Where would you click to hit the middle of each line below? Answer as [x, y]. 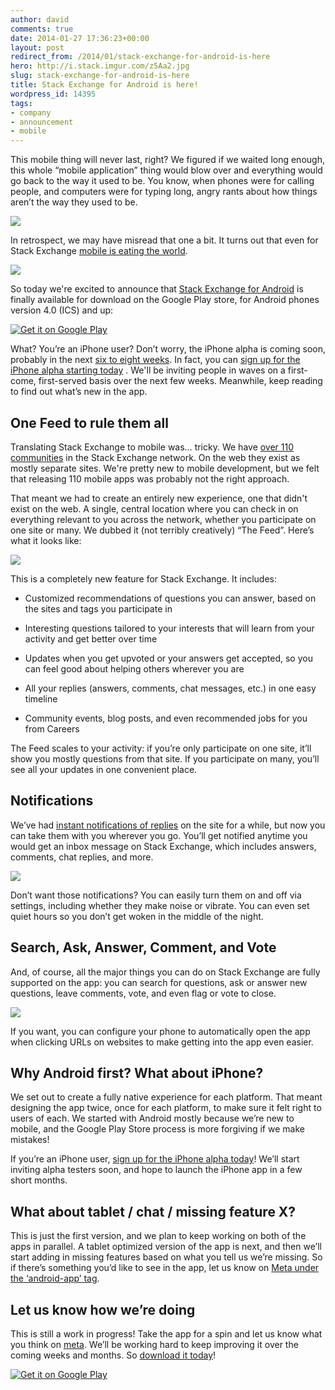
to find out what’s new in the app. [79, 392]
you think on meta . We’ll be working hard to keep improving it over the [154, 1344]
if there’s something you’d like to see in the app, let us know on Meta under [165, 1268]
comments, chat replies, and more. [82, 857]
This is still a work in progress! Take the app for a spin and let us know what [166, 1334]
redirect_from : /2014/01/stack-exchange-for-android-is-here [140, 57]
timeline [41, 698]
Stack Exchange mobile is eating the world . [99, 251]
